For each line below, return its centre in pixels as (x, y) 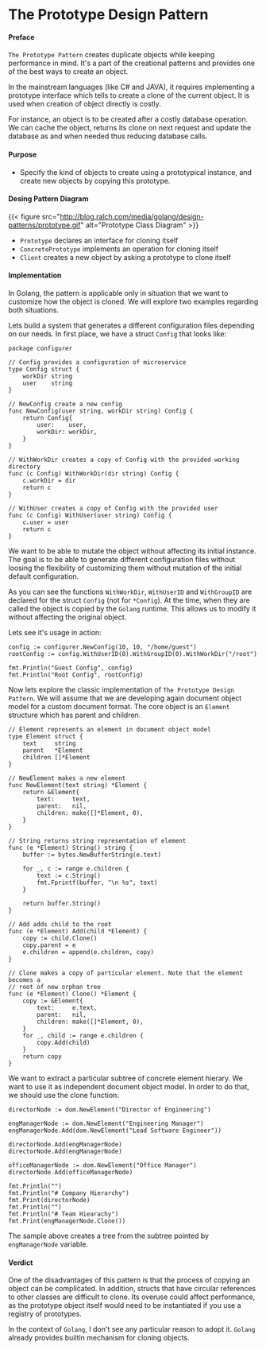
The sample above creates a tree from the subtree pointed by (108, 1236)
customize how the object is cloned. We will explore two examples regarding (133, 301)
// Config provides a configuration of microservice (97, 363)
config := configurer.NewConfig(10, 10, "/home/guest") (102, 647)
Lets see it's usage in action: (55, 632)
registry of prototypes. (45, 1314)
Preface (21, 37)
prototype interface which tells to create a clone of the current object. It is (129, 95)
